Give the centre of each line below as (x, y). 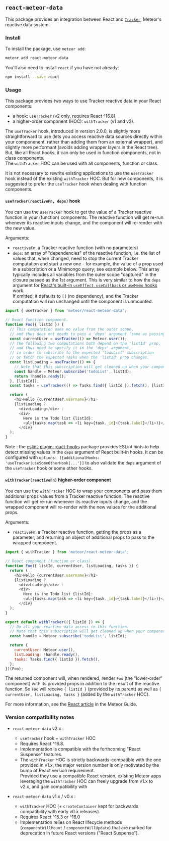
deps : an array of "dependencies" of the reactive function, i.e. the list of (86, 253)
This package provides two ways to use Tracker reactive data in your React (83, 101)
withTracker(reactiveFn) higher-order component (58, 480)
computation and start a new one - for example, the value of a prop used (88, 264)
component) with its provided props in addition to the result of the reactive (82, 684)
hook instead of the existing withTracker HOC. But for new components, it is (84, 178)
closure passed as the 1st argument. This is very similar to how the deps (87, 280)
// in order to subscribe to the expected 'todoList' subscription (82, 353)
